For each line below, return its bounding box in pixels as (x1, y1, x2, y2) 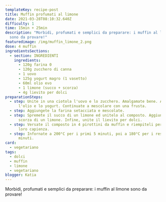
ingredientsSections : (5, 48, 50, 53)
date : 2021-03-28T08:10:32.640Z (5, 16, 72, 21)
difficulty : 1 (5, 21, 35, 26)
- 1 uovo (18, 72, 37, 77)
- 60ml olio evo (18, 81, 52, 85)
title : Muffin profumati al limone (5, 12, 79, 17)
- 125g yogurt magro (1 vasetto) (18, 76, 87, 81)
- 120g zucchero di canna (18, 67, 72, 72)
